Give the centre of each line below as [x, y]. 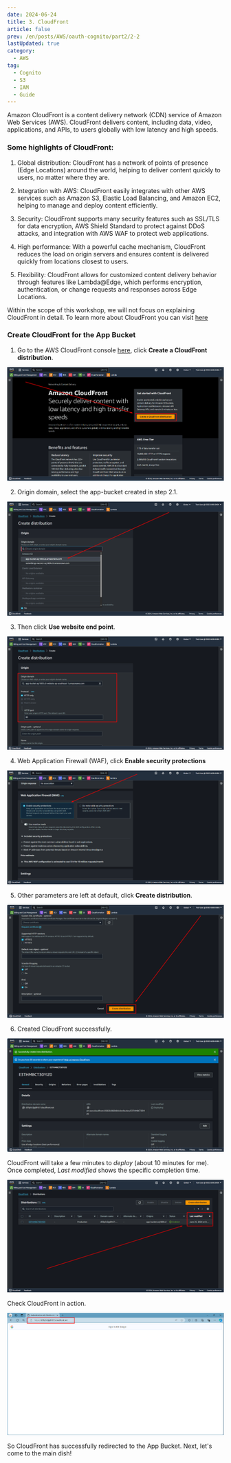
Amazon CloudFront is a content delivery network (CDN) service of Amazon [114, 115]
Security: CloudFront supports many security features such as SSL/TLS [118, 219]
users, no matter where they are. [63, 177]
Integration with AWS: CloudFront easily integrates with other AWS [111, 190]
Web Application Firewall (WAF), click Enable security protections [111, 760]
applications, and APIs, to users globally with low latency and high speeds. [113, 130]
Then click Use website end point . [66, 627]
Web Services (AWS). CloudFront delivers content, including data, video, [110, 122]
